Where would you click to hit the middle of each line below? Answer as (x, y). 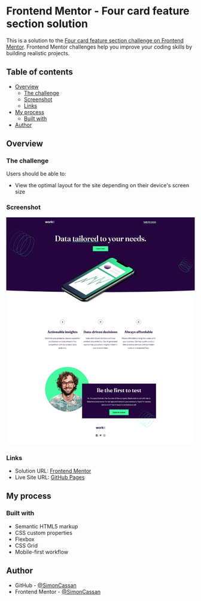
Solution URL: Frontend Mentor (53, 471)
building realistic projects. (38, 53)
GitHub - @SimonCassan (45, 585)
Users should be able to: (36, 174)
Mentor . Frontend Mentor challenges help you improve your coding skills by (99, 47)
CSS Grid (26, 545)
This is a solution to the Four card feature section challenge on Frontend (95, 40)
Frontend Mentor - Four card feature (98, 11)
